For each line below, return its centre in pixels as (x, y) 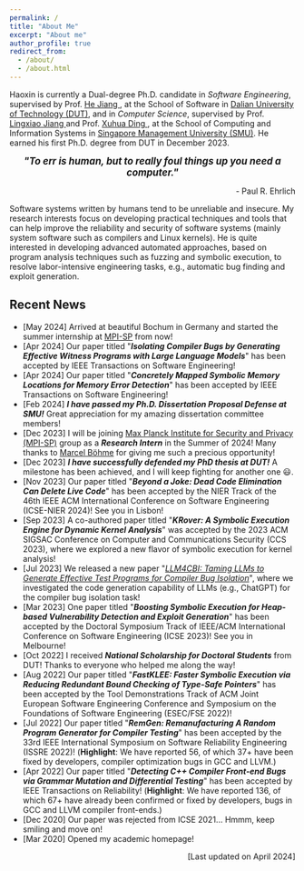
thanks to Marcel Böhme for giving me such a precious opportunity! (149, 452)
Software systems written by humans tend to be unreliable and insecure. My (152, 208)
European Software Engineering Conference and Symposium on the (149, 703)
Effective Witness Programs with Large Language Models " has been (154, 355)
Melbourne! (44, 646)
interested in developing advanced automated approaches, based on (138, 247)
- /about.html (44, 69)
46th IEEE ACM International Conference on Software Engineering (146, 500)
